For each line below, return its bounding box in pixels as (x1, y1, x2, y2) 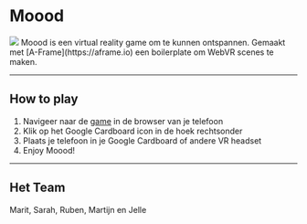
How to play (9, 91, 79, 107)
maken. (9, 56, 37, 67)
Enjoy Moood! (22, 144, 76, 155)
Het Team (9, 180, 66, 196)
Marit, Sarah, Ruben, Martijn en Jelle (9, 204, 147, 215)
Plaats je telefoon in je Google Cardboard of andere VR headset (22, 134, 262, 146)
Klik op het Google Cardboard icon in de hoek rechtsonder (22, 125, 243, 136)
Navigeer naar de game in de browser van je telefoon (22, 115, 224, 126)
